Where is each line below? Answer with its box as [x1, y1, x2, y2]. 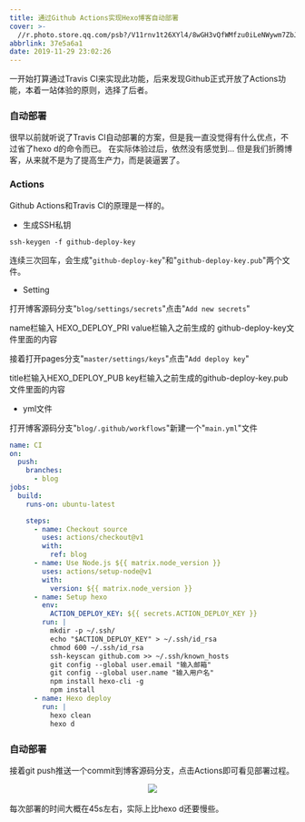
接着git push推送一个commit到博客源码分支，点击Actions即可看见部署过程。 [9, 765, 295, 776]
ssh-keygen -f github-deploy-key [9, 238, 136, 247]
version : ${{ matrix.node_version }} [49, 584, 193, 593]
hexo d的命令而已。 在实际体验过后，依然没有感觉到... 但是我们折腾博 [33, 143, 293, 155]
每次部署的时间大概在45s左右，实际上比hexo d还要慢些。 [9, 803, 224, 814]
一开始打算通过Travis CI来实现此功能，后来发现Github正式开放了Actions [9, 74, 279, 85]
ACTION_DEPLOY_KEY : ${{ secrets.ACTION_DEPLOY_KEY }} [49, 609, 258, 619]
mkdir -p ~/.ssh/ [49, 626, 116, 635]
